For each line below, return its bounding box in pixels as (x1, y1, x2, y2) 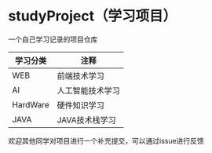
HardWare (12, 99, 49, 110)
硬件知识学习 (57, 100, 104, 111)
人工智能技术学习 (57, 85, 120, 96)
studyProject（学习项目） (8, 7, 177, 25)
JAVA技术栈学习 (57, 115, 116, 126)
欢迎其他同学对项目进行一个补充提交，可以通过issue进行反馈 (8, 136, 204, 145)
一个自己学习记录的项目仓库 (8, 35, 98, 44)
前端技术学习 (57, 70, 104, 81)
